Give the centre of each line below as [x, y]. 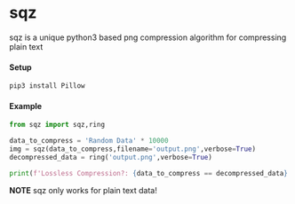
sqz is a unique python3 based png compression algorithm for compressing [148, 37]
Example [26, 106]
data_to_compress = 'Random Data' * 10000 [89, 141]
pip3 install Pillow [48, 86]
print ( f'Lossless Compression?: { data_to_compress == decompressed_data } [149, 173]
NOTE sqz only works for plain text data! [83, 190]
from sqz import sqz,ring [57, 125]
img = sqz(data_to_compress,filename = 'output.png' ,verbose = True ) [132, 149]
